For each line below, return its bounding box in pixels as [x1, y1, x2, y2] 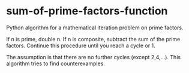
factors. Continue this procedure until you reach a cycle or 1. [6, 42, 155, 49]
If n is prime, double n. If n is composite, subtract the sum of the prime [6, 35, 181, 42]
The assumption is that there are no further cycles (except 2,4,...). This [6, 53, 181, 60]
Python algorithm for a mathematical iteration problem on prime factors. [6, 24, 184, 31]
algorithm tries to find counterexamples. [6, 60, 105, 67]
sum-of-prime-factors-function [6, 4, 168, 18]
